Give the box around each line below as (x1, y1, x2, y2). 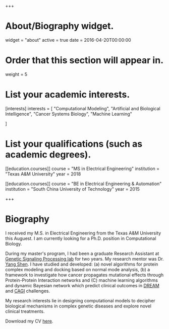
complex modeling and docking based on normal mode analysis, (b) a (5, 266, 150, 272)
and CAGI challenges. (5, 288, 50, 294)
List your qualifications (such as (5, 138, 143, 149)
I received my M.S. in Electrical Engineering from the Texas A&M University (5, 230, 161, 236)
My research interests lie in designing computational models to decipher (5, 297, 155, 303)
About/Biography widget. (5, 21, 114, 32)
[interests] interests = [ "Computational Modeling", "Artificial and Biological (5, 105, 160, 111)
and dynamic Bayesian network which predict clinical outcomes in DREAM (5, 282, 160, 288)
